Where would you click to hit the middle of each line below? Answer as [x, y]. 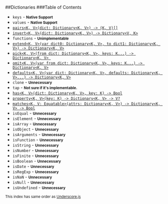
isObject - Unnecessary [35, 129]
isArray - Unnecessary [34, 124]
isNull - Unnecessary [33, 182]
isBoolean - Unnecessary [37, 161]
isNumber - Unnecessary [35, 150]
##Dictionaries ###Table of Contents [43, 7]
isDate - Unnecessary [33, 166]
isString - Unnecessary [35, 145]
